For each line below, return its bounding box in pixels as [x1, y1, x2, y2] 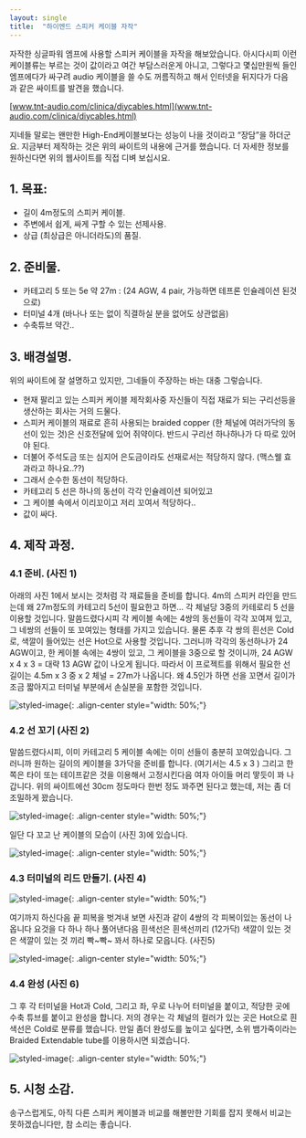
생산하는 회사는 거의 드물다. [22, 406, 121, 416]
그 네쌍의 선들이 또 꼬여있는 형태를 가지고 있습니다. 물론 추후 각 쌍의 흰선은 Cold [9, 624, 294, 635]
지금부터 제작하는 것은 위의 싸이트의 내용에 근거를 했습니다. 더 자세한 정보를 [21, 141, 290, 152]
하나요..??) [47, 462, 85, 473]
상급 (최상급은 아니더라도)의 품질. [22, 230, 142, 241]
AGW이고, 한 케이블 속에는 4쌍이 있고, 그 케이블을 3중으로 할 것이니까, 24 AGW [9, 647, 294, 658]
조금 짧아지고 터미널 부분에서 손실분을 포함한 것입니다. [9, 681, 203, 692]
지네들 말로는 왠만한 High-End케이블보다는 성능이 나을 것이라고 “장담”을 [9, 129, 268, 140]
